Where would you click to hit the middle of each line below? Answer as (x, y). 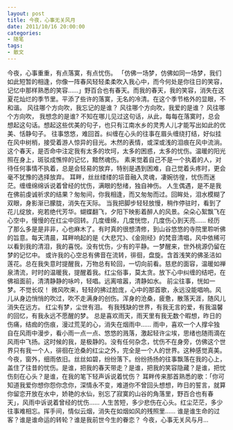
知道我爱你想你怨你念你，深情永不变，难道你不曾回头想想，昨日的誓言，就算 (116, 385)
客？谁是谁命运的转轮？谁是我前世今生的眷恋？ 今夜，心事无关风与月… (108, 420)
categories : (24, 33)
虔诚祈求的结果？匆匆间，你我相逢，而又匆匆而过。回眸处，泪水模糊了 (126, 194)
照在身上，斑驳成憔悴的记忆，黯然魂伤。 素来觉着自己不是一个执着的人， (111, 160)
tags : (15, 46)
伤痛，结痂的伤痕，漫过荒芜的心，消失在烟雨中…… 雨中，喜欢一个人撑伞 (111, 324)
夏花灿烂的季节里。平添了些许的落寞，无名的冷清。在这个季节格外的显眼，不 (116, 98)
